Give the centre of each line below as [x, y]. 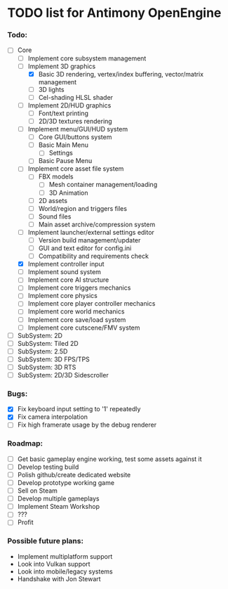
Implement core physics [63, 296]
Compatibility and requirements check [94, 256]
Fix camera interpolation [53, 417]
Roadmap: [25, 444]
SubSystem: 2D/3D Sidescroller [63, 375]
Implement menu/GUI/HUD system [78, 129]
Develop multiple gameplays [58, 499]
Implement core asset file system [76, 169]
